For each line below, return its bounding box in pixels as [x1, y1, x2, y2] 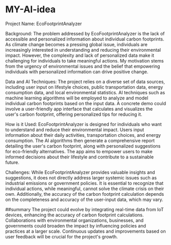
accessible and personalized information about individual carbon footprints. [5, 36, 164, 42]
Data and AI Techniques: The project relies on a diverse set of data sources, [5, 78, 165, 85]
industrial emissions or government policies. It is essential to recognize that [5, 180, 164, 186]
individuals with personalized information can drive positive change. [5, 68, 149, 75]
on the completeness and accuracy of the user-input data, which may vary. [5, 196, 163, 202]
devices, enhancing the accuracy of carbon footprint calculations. [5, 212, 144, 218]
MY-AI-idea [5, 4, 56, 15]
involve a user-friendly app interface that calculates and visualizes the [5, 106, 153, 112]
